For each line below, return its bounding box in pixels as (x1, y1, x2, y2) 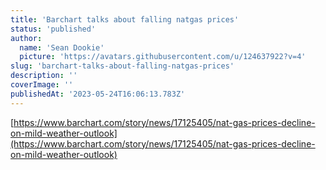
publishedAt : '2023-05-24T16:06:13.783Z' (10, 89, 186, 99)
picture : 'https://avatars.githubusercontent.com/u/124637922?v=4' (19, 52, 307, 62)
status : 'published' (10, 24, 97, 34)
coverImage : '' (10, 80, 74, 90)
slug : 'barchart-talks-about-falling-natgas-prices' (10, 61, 235, 71)
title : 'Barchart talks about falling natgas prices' (10, 14, 240, 25)
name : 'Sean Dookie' (19, 42, 105, 53)
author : (10, 33, 43, 43)
